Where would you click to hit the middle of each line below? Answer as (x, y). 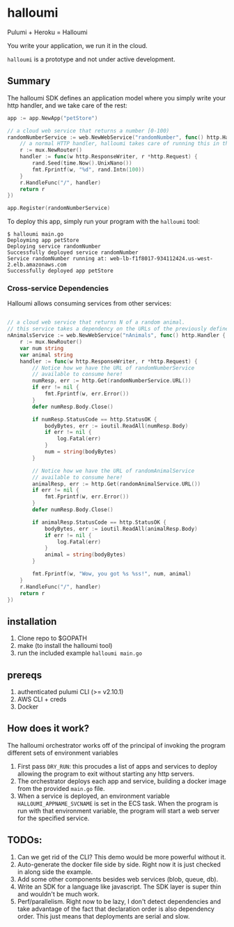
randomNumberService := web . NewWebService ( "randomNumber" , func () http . (115, 137)
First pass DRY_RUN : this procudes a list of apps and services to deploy (117, 766)
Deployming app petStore (43, 241)
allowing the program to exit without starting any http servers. (106, 774)
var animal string (46, 355)
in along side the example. (55, 872)
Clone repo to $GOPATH (52, 638)
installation (32, 621)
